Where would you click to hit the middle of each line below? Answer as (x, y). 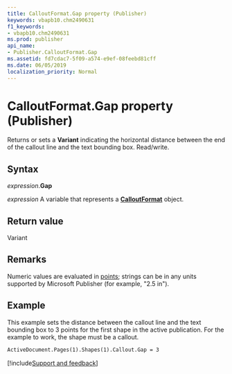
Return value (35, 221)
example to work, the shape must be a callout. (73, 337)
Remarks (27, 260)
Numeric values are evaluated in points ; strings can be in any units (102, 276)
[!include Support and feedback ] (53, 363)
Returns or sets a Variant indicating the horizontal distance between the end (116, 140)
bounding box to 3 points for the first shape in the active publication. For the (116, 330)
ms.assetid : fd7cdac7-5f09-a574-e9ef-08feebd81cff (82, 59)
